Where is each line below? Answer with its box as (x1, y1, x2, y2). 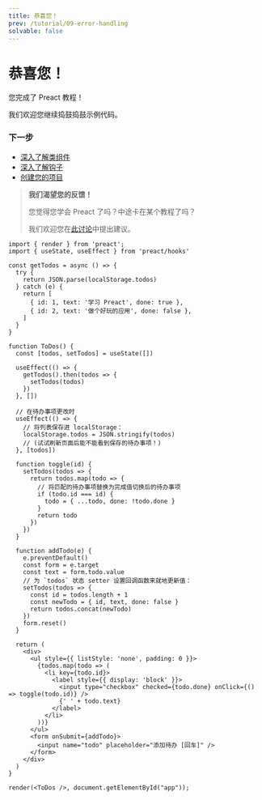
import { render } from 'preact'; (8, 240, 125, 248)
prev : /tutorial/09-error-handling (8, 19, 129, 28)
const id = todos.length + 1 (29, 590, 129, 599)
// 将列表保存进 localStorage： (23, 423, 124, 432)
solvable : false (8, 27, 63, 35)
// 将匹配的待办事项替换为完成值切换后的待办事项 (37, 483, 181, 491)
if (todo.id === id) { (37, 490, 114, 498)
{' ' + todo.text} (59, 697, 121, 705)
